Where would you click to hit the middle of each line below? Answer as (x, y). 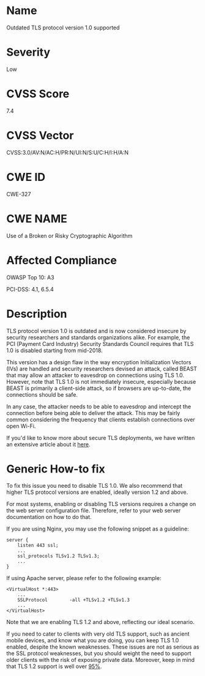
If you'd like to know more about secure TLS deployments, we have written (101, 438)
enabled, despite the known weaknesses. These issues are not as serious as (103, 647)
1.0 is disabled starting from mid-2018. (54, 350)
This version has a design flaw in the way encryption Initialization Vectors (99, 362)
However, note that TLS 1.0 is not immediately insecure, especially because (101, 381)
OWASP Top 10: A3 (30, 277)
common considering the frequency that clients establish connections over (101, 419)
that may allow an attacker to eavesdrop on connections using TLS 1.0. (95, 375)
